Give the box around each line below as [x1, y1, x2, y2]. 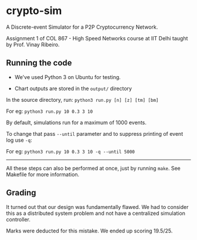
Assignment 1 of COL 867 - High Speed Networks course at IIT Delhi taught [6, 35, 188, 42]
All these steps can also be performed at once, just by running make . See [6, 164, 181, 172]
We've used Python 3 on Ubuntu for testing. [14, 73, 121, 80]
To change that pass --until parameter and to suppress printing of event [6, 130, 184, 137]
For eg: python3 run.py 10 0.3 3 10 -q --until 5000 [6, 148, 135, 155]
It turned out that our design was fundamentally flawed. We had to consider [6, 203, 189, 210]
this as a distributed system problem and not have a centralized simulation [6, 210, 186, 217]
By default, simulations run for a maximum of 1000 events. [6, 119, 147, 126]
